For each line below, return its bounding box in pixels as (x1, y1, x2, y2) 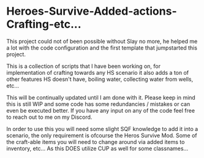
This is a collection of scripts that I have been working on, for (6, 62, 161, 70)
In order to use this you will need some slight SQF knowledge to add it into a (6, 125, 198, 132)
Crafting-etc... (6, 17, 81, 31)
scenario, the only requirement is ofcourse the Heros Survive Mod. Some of (6, 132, 197, 139)
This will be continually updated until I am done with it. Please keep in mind (6, 94, 196, 101)
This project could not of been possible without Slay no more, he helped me (6, 37, 198, 45)
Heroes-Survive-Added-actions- (6, 4, 177, 18)
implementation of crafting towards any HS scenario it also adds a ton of (6, 69, 189, 76)
